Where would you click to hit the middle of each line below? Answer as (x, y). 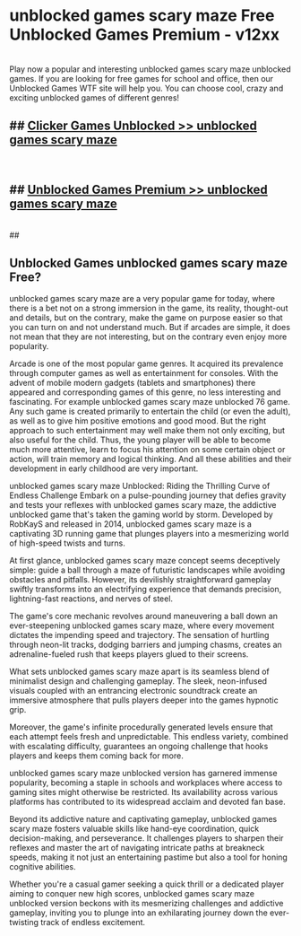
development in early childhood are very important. (104, 468)
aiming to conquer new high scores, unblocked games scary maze (132, 894)
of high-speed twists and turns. (67, 543)
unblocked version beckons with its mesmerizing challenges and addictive (146, 904)
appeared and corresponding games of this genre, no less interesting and (145, 392)
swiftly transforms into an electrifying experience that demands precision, (146, 590)
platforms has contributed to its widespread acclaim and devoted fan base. (148, 802)
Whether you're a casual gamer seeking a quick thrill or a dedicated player (147, 884)
